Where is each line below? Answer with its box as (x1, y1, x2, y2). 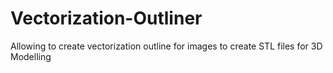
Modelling (10, 50, 52, 62)
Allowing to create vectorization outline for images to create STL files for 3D (10, 40, 323, 52)
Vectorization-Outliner (10, 7, 203, 30)
